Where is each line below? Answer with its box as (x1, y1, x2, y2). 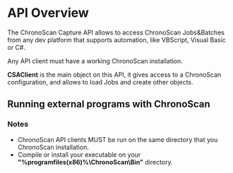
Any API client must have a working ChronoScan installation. (7, 56, 184, 65)
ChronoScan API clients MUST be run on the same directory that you (17, 135, 218, 143)
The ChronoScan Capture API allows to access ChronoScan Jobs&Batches (7, 28, 225, 37)
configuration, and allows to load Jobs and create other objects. (7, 77, 193, 86)
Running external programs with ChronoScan (7, 98, 210, 110)
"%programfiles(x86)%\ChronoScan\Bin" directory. (17, 158, 173, 166)
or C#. (7, 43, 26, 51)
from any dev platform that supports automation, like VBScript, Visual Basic (7, 35, 226, 44)
